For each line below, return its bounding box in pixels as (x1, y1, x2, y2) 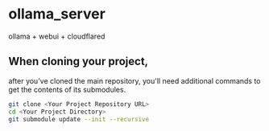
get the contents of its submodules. (8, 84, 126, 94)
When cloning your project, (8, 55, 149, 68)
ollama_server (8, 5, 106, 23)
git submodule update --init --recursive (8, 115, 150, 123)
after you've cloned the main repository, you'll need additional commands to (8, 76, 261, 85)
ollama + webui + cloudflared (8, 31, 106, 41)
